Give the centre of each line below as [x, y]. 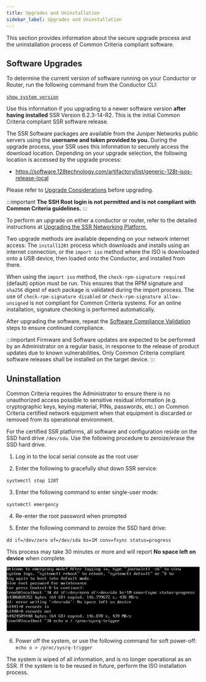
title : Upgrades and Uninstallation [53, 13]
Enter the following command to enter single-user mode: [86, 492]
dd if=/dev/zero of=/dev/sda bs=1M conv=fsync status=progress [89, 541]
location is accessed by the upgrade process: [64, 160]
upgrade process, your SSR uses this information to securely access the [97, 147]
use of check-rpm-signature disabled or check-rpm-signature [84, 296]
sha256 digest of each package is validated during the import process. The [100, 290]
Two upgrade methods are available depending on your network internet [98, 239]
